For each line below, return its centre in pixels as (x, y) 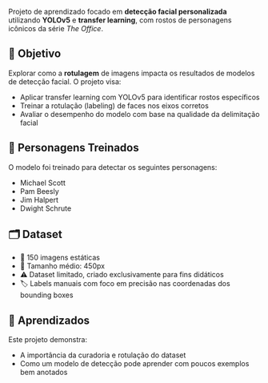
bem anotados (44, 373)
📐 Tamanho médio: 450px (62, 266)
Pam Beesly (40, 191)
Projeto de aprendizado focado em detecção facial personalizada (118, 12)
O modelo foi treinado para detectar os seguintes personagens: (113, 167)
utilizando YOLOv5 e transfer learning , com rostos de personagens (120, 20)
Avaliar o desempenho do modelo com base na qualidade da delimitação (140, 114)
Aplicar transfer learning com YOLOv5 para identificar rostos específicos (140, 97)
